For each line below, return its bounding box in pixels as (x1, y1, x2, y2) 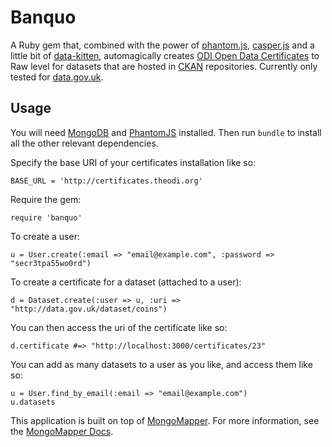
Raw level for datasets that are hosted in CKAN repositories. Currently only (10, 60, 318, 72)
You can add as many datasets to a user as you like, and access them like (10, 358, 313, 370)
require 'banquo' (10, 212, 83, 223)
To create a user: (10, 230, 80, 242)
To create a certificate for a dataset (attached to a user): (10, 276, 242, 288)
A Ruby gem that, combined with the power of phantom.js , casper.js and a (10, 39, 315, 51)
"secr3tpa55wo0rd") (10, 258, 92, 268)
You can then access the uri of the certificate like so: (10, 321, 228, 333)
